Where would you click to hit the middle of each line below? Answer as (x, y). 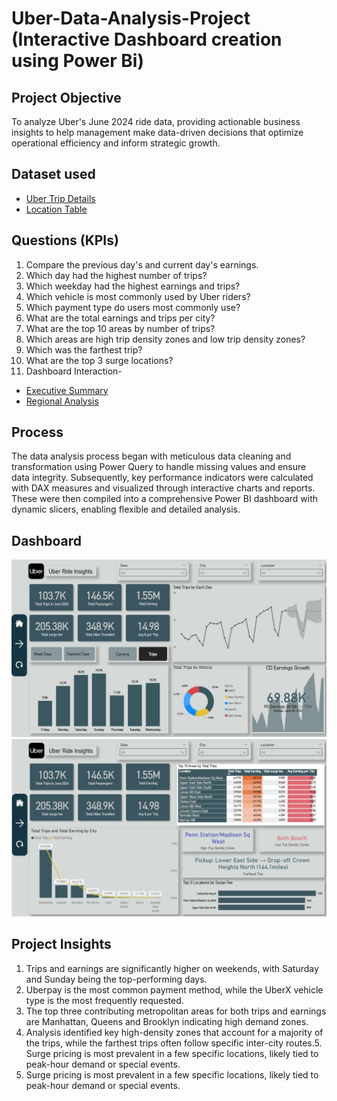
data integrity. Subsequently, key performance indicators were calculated (162, 478)
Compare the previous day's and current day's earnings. (142, 264)
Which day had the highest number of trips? (116, 275)
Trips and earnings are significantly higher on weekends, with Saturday (172, 968)
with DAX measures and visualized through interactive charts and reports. (163, 488)
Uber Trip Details (60, 198)
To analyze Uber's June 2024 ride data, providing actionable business (156, 121)
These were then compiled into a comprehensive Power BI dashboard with (164, 499)
